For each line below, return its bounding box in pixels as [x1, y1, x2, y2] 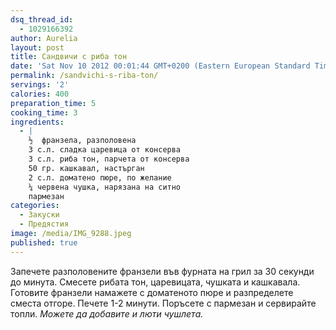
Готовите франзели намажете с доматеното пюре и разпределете [10, 286, 294, 298]
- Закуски [19, 210, 60, 220]
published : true [10, 237, 78, 248]
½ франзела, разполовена [28, 136, 137, 146]
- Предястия [19, 219, 70, 230]
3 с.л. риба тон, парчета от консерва [28, 154, 190, 164]
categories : [10, 201, 60, 211]
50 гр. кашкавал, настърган [28, 163, 145, 173]
